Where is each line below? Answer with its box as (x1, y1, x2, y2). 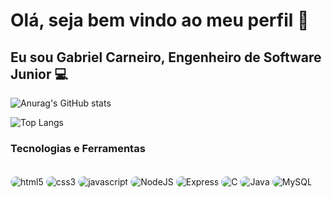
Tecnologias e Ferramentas (10, 141, 146, 155)
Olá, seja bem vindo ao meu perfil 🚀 (10, 9, 310, 32)
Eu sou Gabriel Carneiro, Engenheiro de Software (10, 49, 322, 66)
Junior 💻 (10, 65, 69, 83)
